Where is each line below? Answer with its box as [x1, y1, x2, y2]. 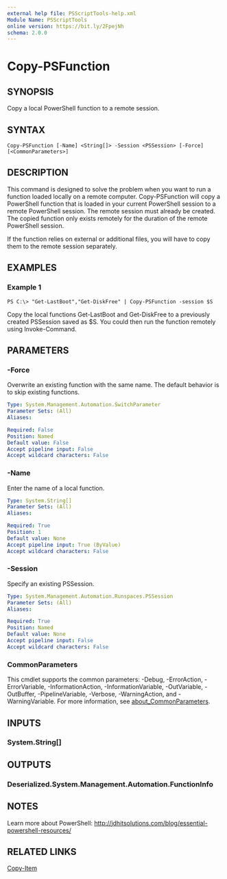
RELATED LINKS [7, 845, 77, 858]
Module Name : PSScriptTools [7, 16, 88, 23]
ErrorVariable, [7, 683, 47, 691]
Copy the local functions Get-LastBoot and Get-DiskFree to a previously [7, 310, 211, 318]
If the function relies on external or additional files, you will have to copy [7, 235, 211, 243]
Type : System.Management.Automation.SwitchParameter [7, 401, 161, 408]
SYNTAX [7, 124, 46, 136]
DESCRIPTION [7, 167, 69, 178]
